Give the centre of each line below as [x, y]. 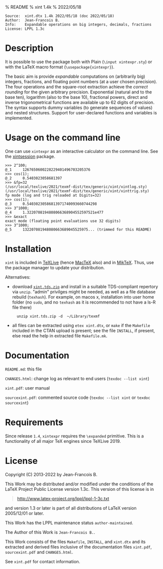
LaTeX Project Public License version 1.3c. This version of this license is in [80, 489]
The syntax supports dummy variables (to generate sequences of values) [79, 108]
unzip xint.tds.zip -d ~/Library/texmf [58, 316]
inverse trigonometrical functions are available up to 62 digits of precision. [80, 102]
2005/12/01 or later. [25, 513]
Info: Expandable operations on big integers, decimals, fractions [78, 24]
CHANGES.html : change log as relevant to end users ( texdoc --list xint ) [77, 378]
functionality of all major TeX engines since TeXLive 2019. [63, 441]
